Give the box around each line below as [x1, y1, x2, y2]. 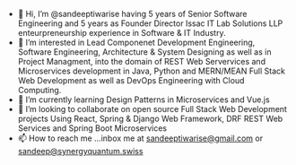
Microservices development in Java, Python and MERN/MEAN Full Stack [17, 65, 285, 76]
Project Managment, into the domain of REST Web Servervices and [17, 56, 266, 66]
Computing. [17, 85, 62, 95]
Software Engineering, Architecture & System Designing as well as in [17, 47, 272, 57]
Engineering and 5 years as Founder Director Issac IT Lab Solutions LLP [17, 18, 283, 29]
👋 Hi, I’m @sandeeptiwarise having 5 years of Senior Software [17, 9, 248, 19]
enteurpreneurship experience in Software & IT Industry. [17, 28, 226, 38]
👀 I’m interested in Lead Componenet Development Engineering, [17, 37, 256, 48]
